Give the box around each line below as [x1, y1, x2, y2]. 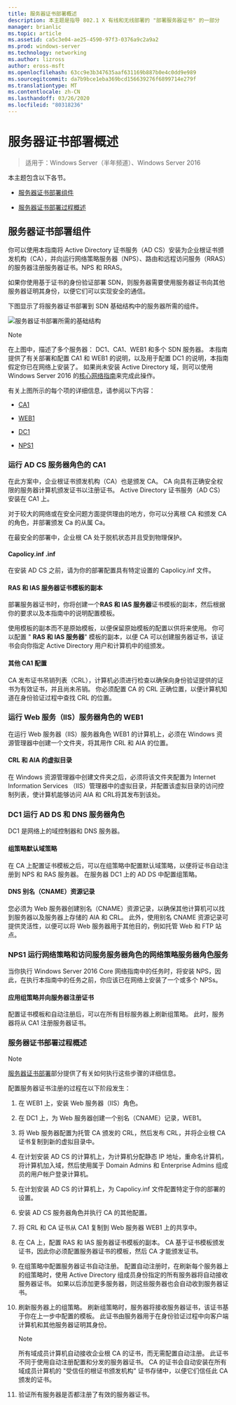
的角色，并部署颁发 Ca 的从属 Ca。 [8, 518, 109, 527]
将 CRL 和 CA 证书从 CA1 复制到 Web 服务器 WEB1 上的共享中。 [18, 1223, 201, 1231]
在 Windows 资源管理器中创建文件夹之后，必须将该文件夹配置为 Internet [8, 773, 216, 782]
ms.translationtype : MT [8, 82, 78, 89]
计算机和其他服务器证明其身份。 [18, 1320, 111, 1329]
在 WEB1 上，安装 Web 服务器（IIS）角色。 [18, 1099, 142, 1107]
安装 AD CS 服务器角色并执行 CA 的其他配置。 [18, 1208, 151, 1216]
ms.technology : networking [8, 50, 87, 57]
